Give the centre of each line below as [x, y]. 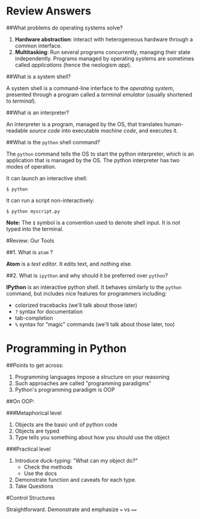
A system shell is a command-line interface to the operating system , [90, 88]
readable [17, 130]
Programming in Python [66, 349]
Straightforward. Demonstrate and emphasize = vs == [72, 509]
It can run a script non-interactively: [50, 200]
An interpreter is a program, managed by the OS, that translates [84, 124]
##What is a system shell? [38, 76]
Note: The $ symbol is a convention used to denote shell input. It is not [93, 222]
